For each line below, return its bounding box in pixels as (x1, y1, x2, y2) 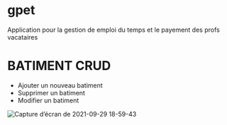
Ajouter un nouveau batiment (17, 81, 103, 90)
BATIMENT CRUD (7, 58, 111, 74)
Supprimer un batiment (17, 88, 85, 97)
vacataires (7, 32, 38, 41)
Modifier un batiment (17, 96, 79, 105)
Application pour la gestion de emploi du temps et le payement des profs (7, 25, 220, 34)
